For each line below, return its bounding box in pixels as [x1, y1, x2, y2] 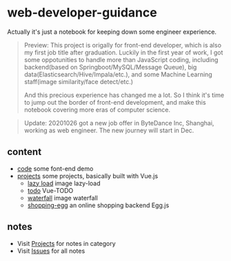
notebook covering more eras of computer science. [23, 105, 171, 114]
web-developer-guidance [7, 5, 157, 21]
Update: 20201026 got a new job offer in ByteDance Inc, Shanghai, [23, 118, 214, 127]
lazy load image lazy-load [27, 179, 101, 187]
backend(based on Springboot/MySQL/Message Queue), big [23, 63, 197, 71]
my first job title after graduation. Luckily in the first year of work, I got [23, 48, 223, 56]
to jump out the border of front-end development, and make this [23, 98, 206, 106]
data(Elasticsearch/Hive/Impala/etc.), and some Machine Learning [23, 70, 212, 79]
